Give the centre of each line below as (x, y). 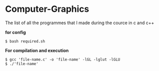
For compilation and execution (37, 50)
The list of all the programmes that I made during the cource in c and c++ (80, 23)
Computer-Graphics (47, 9)
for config (16, 32)
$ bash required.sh (25, 41)
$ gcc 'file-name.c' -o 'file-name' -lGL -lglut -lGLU (63, 59)
